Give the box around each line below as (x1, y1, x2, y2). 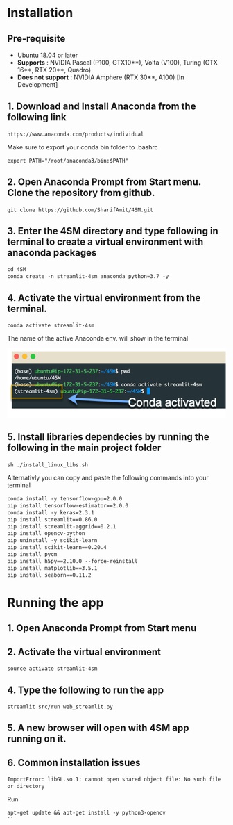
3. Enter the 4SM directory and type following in (7, 225, 218, 237)
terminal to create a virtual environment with (7, 236, 204, 248)
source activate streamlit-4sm (7, 665, 98, 672)
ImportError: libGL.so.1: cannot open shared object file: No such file (7, 776, 222, 783)
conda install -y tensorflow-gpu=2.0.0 (7, 495, 123, 502)
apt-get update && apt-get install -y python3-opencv (7, 810, 166, 817)
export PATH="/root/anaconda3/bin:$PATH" (7, 157, 129, 164)
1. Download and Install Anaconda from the (7, 101, 196, 113)
